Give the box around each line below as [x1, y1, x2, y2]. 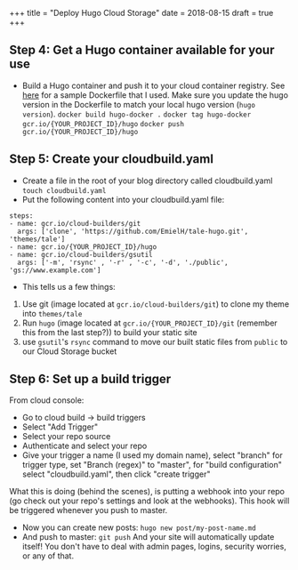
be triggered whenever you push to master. [9, 505, 168, 516]
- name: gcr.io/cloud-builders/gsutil [9, 250, 153, 259]
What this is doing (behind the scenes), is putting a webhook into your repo [9, 486, 286, 497]
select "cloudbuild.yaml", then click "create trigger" [21, 469, 211, 479]
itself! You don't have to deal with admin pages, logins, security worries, [21, 542, 286, 552]
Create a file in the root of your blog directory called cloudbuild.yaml [21, 175, 273, 186]
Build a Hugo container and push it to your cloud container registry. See [21, 80, 286, 91]
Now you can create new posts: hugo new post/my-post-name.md [21, 522, 256, 533]
